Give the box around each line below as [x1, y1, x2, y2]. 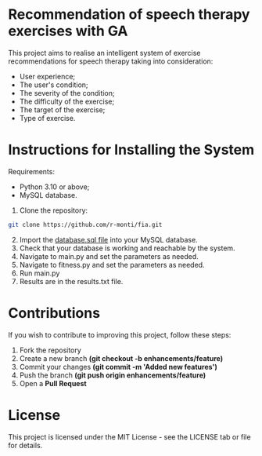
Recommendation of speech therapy [8, 5, 250, 24]
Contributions [8, 304, 100, 322]
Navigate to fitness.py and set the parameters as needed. [19, 260, 205, 269]
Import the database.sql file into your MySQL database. [19, 235, 198, 244]
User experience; [19, 71, 76, 81]
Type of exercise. [19, 113, 76, 122]
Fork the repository [19, 345, 82, 355]
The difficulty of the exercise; [19, 97, 115, 106]
